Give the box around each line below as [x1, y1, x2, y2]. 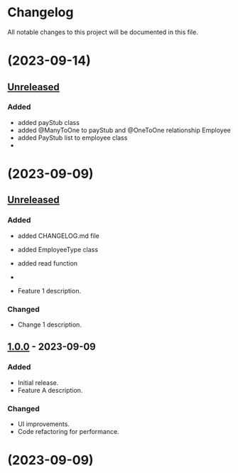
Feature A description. [17, 386, 83, 394]
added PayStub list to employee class [17, 133, 128, 142]
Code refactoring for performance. [17, 427, 119, 435]
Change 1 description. [17, 320, 82, 329]
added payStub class [17, 118, 80, 126]
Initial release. [17, 378, 59, 387]
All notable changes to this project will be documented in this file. [7, 28, 199, 36]
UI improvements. [17, 420, 70, 428]
